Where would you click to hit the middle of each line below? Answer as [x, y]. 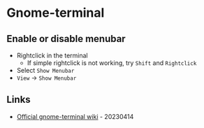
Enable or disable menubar [66, 39]
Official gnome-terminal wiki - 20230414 [75, 116]
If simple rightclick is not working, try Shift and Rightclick [112, 63]
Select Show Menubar [45, 70]
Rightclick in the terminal [52, 55]
